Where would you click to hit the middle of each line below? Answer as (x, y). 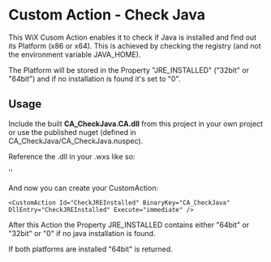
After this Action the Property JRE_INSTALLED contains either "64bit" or (129, 225)
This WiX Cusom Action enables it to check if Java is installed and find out (133, 37)
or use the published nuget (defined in (72, 132)
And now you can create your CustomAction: (84, 188)
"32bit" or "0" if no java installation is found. (82, 233)
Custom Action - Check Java (107, 15)
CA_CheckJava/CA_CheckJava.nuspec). (76, 141)
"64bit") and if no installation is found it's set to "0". (95, 78)
